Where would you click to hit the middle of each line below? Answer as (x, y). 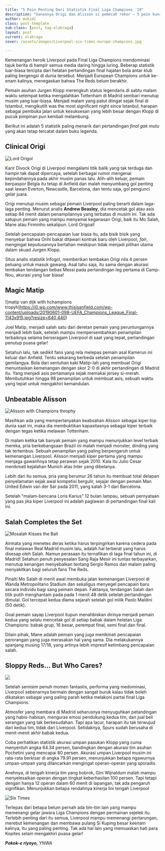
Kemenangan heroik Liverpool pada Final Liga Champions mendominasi (78, 60)
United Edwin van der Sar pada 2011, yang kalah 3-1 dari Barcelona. (73, 486)
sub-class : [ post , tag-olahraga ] (39, 28)
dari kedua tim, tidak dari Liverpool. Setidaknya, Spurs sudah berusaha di (79, 727)
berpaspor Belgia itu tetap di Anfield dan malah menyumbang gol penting (79, 184)
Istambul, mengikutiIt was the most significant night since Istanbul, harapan (82, 106)
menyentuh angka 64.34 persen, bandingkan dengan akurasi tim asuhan (78, 747)
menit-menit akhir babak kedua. (37, 733)
